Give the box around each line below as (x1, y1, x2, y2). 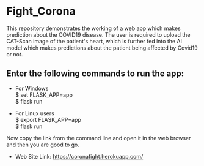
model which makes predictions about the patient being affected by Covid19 (6, 44, 198, 51)
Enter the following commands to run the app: (6, 69, 184, 79)
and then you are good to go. (6, 141, 79, 148)
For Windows (15, 85, 49, 92)
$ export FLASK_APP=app (15, 116, 81, 123)
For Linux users (15, 109, 55, 117)
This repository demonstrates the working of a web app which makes (6, 25, 181, 32)
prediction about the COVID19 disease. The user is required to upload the (6, 31, 191, 38)
